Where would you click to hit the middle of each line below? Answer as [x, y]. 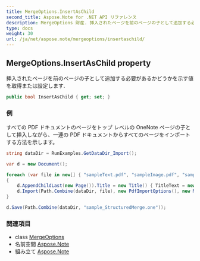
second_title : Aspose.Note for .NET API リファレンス [71, 17]
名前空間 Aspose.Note [42, 244]
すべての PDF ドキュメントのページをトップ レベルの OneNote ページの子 [96, 127]
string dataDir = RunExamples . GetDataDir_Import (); [71, 153]
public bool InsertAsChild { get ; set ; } [58, 97]
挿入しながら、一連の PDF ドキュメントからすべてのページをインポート [103, 135]
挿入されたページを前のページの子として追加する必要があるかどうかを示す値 [100, 78]
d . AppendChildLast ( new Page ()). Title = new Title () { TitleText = [101, 186]
